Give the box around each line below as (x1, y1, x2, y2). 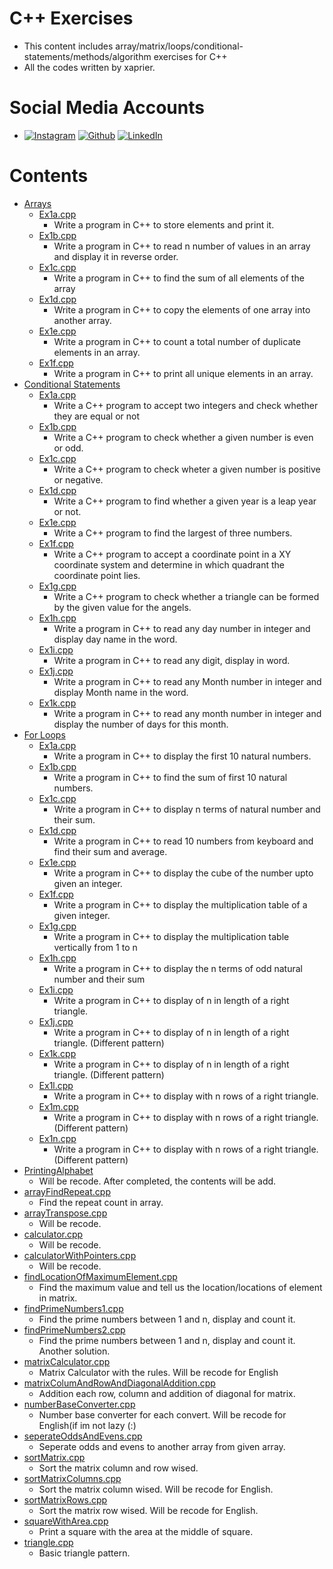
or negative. (53, 473, 104, 486)
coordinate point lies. (53, 569, 141, 581)
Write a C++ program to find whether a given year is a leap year (53, 495, 317, 507)
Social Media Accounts (9, 97, 205, 119)
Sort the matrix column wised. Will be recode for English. (38, 1483, 274, 1495)
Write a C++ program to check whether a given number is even (53, 431, 314, 443)
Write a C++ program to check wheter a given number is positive (53, 463, 321, 475)
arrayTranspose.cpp (23, 1207, 108, 1219)
